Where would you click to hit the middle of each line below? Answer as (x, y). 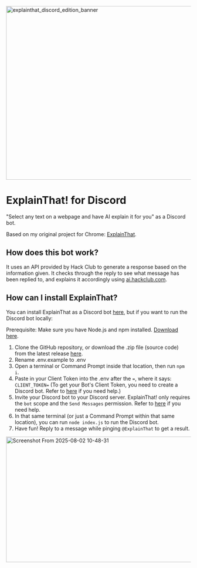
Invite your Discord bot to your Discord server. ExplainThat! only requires (102, 397)
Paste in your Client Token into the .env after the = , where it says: (93, 378)
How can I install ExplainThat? (62, 298)
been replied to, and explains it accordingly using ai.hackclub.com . (87, 279)
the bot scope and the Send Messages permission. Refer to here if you (98, 403)
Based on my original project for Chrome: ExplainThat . (71, 234)
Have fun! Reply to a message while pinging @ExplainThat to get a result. (102, 428)
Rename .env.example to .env (50, 359)
